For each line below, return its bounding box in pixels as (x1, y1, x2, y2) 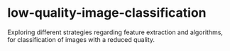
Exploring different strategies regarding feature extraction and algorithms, (7, 28, 224, 36)
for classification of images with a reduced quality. (7, 35, 155, 43)
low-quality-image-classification (7, 5, 207, 21)
